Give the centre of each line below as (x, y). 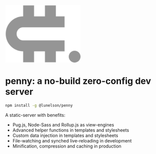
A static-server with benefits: (35, 115)
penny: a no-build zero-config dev (78, 81)
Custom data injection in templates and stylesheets (65, 135)
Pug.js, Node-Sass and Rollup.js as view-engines (63, 125)
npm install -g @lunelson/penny (39, 106)
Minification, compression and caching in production (67, 146)
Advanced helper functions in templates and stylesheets (71, 130)
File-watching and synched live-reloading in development (72, 141)
